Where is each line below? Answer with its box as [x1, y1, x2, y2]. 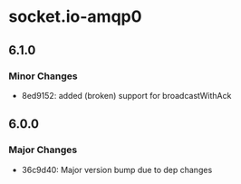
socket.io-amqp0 [8, 6, 142, 27]
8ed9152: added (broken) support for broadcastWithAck [21, 90, 232, 101]
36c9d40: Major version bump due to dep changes [21, 164, 213, 175]
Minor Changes [8, 70, 78, 82]
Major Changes [8, 143, 78, 156]
